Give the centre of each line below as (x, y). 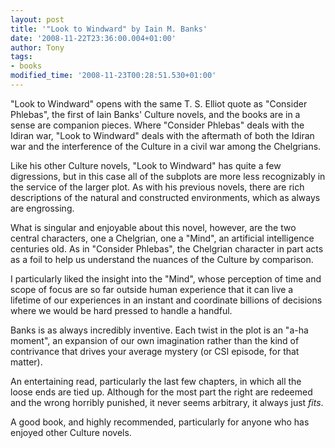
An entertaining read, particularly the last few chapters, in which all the (156, 381)
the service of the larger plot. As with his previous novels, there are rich (157, 187)
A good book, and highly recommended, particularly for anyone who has (160, 422)
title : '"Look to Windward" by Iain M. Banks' (109, 29)
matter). (26, 362)
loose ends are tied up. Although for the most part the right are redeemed (161, 392)
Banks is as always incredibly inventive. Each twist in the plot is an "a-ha (159, 330)
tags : (21, 57)
